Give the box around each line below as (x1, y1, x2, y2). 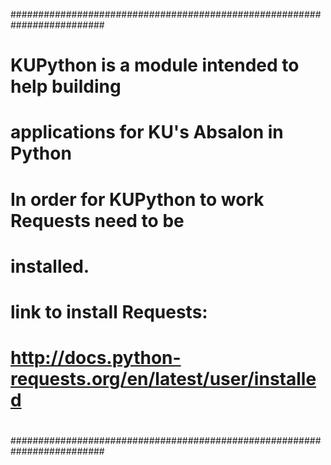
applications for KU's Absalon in (10, 121, 284, 144)
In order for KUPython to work (10, 188, 265, 211)
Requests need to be (10, 209, 185, 232)
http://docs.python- (10, 347, 182, 369)
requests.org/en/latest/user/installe (10, 368, 317, 391)
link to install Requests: (10, 300, 208, 323)
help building (10, 75, 122, 98)
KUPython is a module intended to (10, 54, 300, 77)
